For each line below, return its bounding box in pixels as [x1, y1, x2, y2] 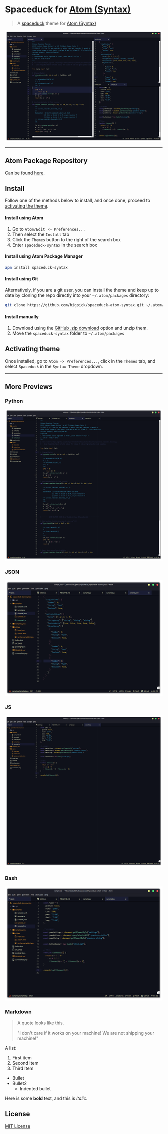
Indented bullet [19, 1085, 51, 1091]
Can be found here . [5, 170, 45, 176]
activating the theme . [5, 203, 49, 209]
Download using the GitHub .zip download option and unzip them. [12, 325, 148, 331]
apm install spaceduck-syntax [5, 265, 68, 270]
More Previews [5, 383, 53, 391]
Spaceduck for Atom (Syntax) [5, 4, 131, 15]
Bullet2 [12, 1080, 27, 1086]
